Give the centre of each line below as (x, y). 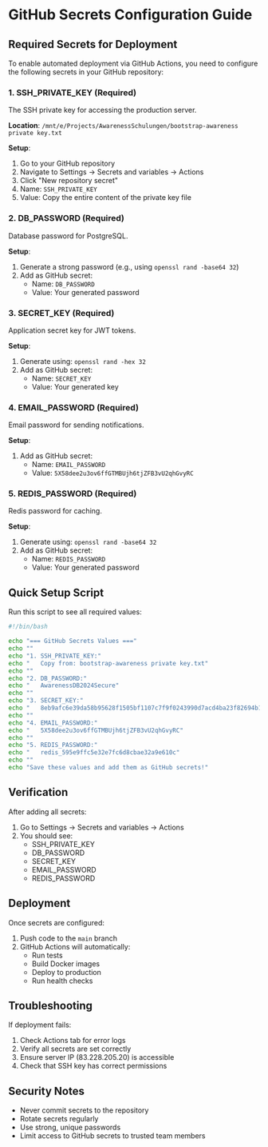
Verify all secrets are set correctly (75, 1049)
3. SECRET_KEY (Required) (61, 313)
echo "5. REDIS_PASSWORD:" (53, 745)
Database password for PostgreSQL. (68, 236)
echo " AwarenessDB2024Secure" (64, 685)
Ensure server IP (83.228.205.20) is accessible (97, 1057)
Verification (38, 792)
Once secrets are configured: (57, 922)
